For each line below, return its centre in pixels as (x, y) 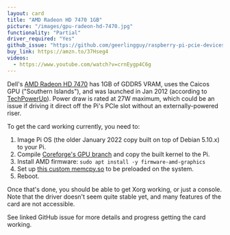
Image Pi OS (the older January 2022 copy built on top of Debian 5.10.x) (118, 139)
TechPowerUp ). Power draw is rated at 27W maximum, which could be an (111, 98)
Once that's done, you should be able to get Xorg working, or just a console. (115, 189)
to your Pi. (31, 147)
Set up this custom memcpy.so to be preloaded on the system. (105, 169)
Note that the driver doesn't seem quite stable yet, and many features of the (114, 197)
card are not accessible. (41, 203)
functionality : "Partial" (44, 33)
